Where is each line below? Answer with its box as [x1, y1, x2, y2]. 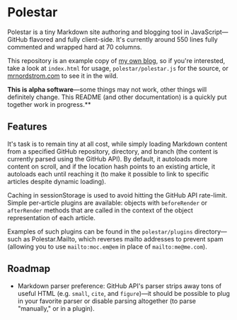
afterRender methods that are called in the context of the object [7, 206, 193, 215]
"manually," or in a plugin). [17, 304, 95, 312]
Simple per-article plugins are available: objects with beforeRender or [7, 198, 207, 207]
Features [7, 121, 47, 133]
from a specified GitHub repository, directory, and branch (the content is [7, 147, 218, 156]
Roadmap [7, 263, 51, 275]
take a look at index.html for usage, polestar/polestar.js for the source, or [7, 64, 229, 72]
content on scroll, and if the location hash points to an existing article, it [7, 162, 216, 171]
